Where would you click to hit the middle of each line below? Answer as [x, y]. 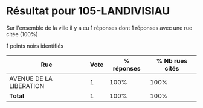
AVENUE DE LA [31, 78]
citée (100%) [22, 34]
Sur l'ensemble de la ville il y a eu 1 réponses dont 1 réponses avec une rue [99, 28]
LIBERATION [27, 86]
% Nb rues [172, 60]
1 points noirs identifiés [35, 46]
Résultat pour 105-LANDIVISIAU [88, 11]
